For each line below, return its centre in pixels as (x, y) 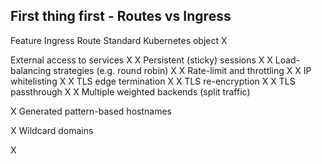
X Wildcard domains (52, 130)
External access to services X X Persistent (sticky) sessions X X (141, 60)
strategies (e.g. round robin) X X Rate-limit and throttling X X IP (182, 70)
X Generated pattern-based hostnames (91, 111)
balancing (31, 70)
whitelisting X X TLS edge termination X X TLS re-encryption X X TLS (153, 81)
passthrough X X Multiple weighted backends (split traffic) (130, 91)
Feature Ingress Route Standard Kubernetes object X (119, 40)
